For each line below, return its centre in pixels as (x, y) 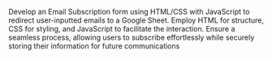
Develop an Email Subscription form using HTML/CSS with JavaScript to (129, 12)
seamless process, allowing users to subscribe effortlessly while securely (132, 37)
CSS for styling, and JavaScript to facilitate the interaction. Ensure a (122, 29)
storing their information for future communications (94, 46)
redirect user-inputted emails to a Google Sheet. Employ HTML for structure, (136, 20)
